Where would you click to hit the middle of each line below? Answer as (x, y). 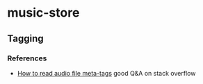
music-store (43, 13)
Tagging (25, 39)
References (27, 58)
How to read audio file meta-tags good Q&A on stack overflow (106, 73)
